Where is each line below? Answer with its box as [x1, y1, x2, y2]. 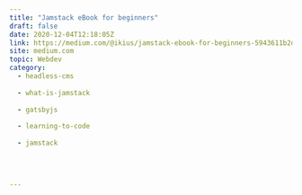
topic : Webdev [9, 55, 63, 64]
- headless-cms [17, 72, 75, 81]
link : [9, 38, 30, 48]
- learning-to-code [17, 122, 91, 131]
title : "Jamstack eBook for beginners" [9, 13, 159, 22]
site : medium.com [9, 47, 75, 56]
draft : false [9, 22, 58, 31]
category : [9, 64, 47, 73]
